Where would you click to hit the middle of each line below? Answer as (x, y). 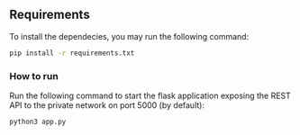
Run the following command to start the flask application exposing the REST (150, 95)
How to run (34, 76)
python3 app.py (38, 121)
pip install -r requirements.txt (72, 53)
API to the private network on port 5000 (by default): (107, 105)
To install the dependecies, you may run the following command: (129, 36)
